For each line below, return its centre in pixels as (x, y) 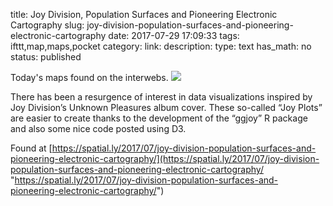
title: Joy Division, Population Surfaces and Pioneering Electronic (144, 14)
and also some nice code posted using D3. (98, 128)
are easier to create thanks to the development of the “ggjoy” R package (159, 118)
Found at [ (31, 148)
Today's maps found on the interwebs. (89, 77)
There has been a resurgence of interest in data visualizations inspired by (161, 97)
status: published (46, 57)
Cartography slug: (47, 25)
